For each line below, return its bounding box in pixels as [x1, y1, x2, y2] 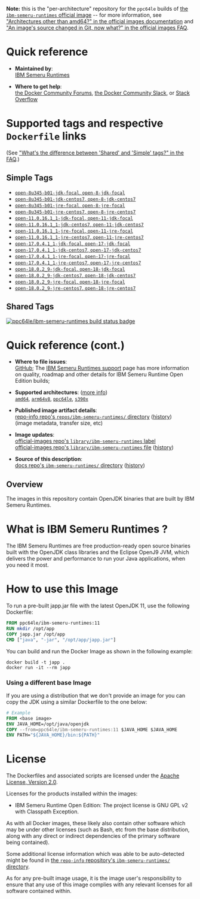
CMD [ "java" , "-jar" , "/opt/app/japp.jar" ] [6, 637, 116, 643]
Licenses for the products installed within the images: [6, 790, 138, 797]
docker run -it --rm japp [6, 664, 70, 670]
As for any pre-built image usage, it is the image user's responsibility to [6, 874, 182, 882]
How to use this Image [6, 582, 119, 596]
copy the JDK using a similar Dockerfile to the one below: [6, 698, 147, 706]
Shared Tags [6, 302, 54, 312]
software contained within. [6, 888, 72, 895]
